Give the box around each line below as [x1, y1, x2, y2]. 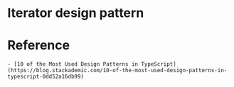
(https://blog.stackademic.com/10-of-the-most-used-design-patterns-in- [7, 67, 228, 74]
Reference [7, 37, 70, 54]
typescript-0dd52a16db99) [7, 73, 84, 81]
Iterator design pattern [7, 5, 144, 21]
